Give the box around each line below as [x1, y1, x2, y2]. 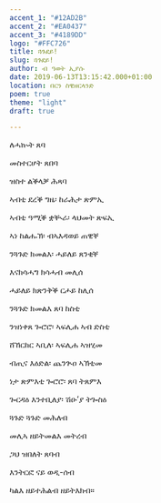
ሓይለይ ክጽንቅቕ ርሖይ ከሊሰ [9, 285, 94, 296]
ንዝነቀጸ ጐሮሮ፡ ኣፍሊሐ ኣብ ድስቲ [9, 321, 110, 332]
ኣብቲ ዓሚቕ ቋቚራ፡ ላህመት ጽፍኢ [9, 212, 115, 223]
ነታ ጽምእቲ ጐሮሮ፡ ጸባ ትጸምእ [9, 376, 102, 387]
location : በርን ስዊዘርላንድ [9, 81, 94, 90]
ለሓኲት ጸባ [9, 139, 46, 150]
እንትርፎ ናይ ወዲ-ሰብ [9, 467, 75, 478]
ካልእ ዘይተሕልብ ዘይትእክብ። [9, 485, 95, 496]
